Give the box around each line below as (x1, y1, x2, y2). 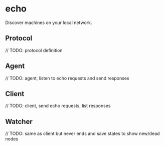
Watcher (5, 117, 33, 125)
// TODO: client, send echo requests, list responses (5, 103, 111, 109)
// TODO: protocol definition (5, 47, 63, 53)
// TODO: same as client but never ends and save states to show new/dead (5, 130, 160, 136)
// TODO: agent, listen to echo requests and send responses (5, 75, 129, 81)
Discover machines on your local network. (5, 19, 92, 25)
